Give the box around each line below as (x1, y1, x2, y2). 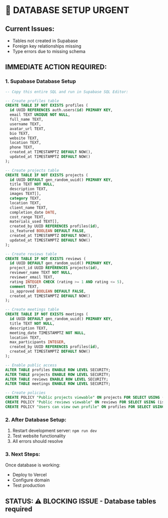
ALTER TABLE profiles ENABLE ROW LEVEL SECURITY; (5, 367, 111, 372)
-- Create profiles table (5, 98, 59, 103)
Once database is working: (5, 462, 60, 468)
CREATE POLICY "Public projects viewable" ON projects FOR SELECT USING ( (5, 395, 164, 400)
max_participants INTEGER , (9, 340, 66, 345)
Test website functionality (12, 433, 66, 439)
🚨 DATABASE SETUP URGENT (5, 5, 129, 16)
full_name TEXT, (9, 117, 43, 122)
